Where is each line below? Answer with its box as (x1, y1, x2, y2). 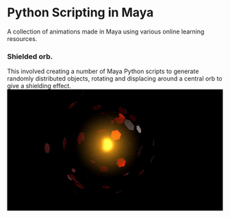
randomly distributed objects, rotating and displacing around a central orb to (7, 74, 222, 83)
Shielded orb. (7, 51, 53, 61)
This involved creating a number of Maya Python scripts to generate (7, 67, 199, 76)
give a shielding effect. (7, 82, 72, 90)
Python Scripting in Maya (7, 5, 154, 21)
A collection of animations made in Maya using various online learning (7, 27, 205, 36)
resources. (7, 34, 38, 42)
